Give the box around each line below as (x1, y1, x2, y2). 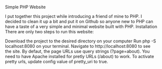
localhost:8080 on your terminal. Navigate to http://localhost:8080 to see (5, 43, 151, 49)
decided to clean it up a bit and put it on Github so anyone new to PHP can (5, 19, 153, 24)
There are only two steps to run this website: (5, 29, 94, 34)
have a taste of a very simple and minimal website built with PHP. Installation (5, 24, 158, 29)
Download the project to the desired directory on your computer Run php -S (5, 38, 156, 44)
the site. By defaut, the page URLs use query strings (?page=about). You (5, 48, 150, 54)
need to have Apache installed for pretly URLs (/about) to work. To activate (5, 54, 154, 59)
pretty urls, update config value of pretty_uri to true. (5, 59, 108, 64)
